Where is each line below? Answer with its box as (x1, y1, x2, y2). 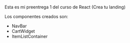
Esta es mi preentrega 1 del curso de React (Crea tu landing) (4, 4, 126, 10)
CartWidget (11, 28, 35, 34)
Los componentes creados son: (4, 14, 68, 19)
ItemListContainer (11, 34, 48, 39)
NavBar (11, 23, 27, 29)
